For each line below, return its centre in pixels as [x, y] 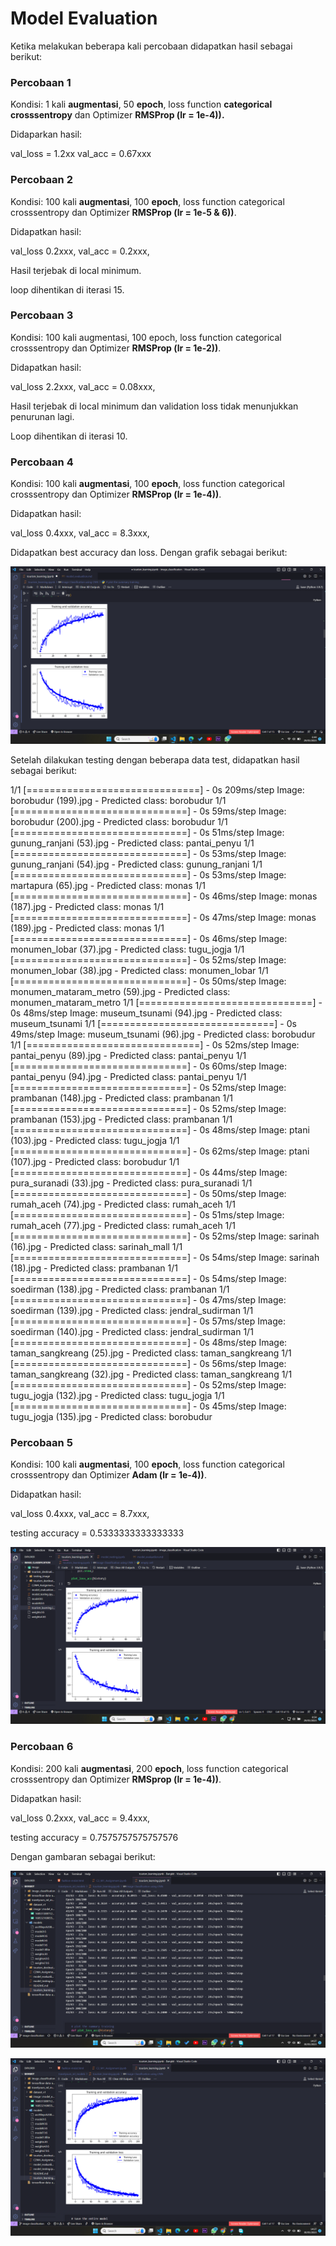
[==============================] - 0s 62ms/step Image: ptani [160, 1151]
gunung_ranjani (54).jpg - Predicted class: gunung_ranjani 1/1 [136, 864]
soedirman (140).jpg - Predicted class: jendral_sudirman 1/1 [132, 1331]
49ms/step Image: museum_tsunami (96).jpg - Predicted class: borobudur [163, 1034]
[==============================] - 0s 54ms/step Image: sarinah [165, 1257]
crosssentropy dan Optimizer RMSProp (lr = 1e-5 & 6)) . [123, 212]
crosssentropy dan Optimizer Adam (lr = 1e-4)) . [108, 1474]
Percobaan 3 [42, 315]
